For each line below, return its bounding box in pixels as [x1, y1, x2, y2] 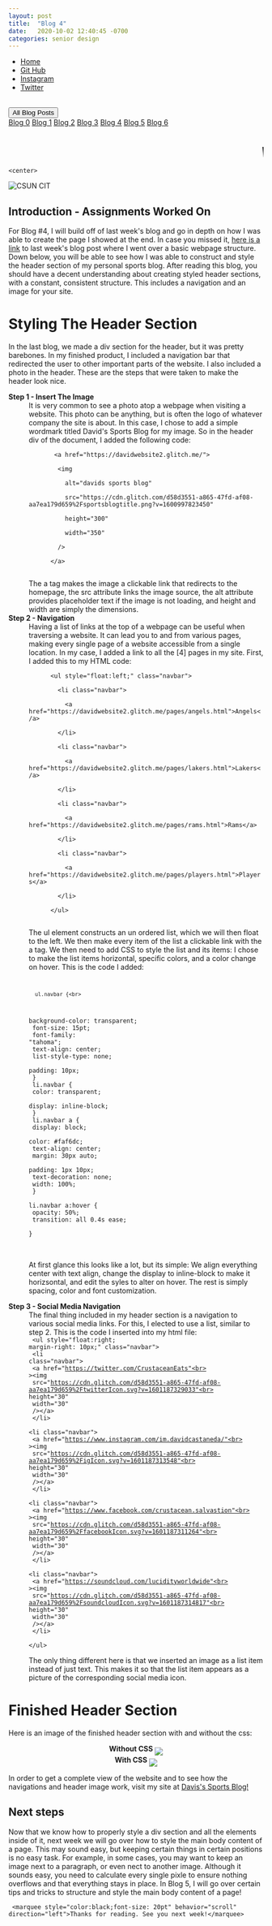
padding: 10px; [28, 1066, 80, 1075]
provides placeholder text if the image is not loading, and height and [28, 596, 257, 605]
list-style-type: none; [32, 1052, 113, 1060]
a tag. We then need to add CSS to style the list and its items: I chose [28, 945, 259, 954]
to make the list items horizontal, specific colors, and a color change [28, 954, 257, 963]
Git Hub [19, 66, 46, 75]
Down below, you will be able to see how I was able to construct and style [8, 252, 255, 262]
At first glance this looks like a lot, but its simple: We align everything [28, 1260, 257, 1269]
